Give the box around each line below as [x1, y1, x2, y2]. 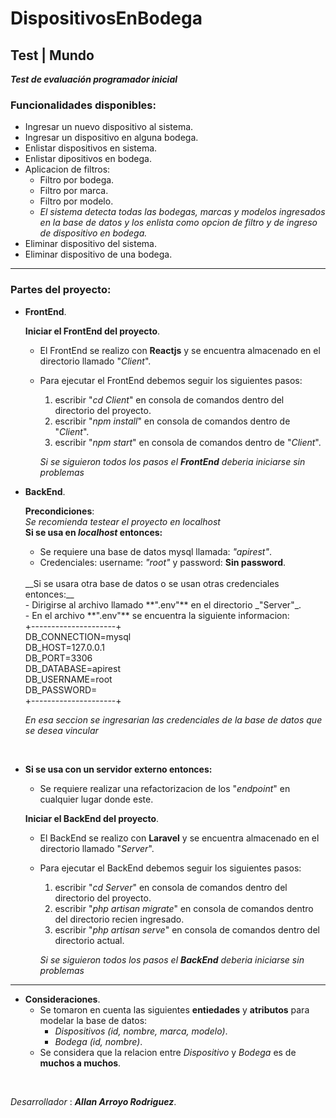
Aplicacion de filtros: [24, 163, 111, 176]
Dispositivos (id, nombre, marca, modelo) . [54, 1025, 228, 1037]
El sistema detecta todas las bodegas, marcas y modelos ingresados [39, 206, 326, 218]
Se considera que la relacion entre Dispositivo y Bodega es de [39, 1046, 297, 1058]
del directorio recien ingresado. [54, 913, 185, 925]
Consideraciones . [24, 993, 101, 1005]
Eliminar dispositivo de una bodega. [24, 248, 173, 261]
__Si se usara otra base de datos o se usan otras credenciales [24, 577, 280, 589]
